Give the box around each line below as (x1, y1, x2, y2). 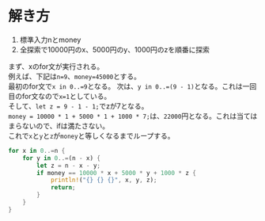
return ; (50, 184, 77, 192)
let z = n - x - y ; (36, 162, 101, 170)
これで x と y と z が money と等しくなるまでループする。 (8, 131, 176, 140)
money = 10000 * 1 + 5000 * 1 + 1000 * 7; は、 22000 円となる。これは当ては (8, 111, 258, 120)
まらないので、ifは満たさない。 (8, 120, 110, 131)
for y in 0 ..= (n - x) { (22, 154, 101, 162)
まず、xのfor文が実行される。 (8, 61, 104, 71)
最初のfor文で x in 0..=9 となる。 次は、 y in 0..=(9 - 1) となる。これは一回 (8, 81, 257, 91)
